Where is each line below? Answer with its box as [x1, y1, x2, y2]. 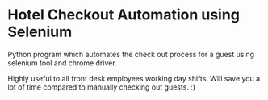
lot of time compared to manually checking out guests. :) [7, 82, 195, 92]
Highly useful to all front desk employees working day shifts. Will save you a [7, 73, 261, 83]
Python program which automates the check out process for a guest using [7, 49, 255, 59]
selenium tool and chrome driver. [7, 58, 118, 68]
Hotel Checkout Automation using [7, 6, 240, 24]
